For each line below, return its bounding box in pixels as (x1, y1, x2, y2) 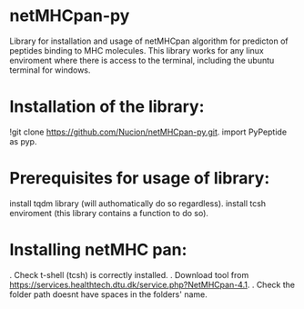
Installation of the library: (9, 96, 205, 117)
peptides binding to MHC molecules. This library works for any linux (9, 45, 264, 55)
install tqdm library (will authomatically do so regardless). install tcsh (9, 197, 267, 209)
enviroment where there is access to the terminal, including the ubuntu (9, 55, 275, 65)
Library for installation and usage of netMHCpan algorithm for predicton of (9, 35, 289, 46)
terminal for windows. (9, 65, 91, 75)
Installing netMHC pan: (9, 240, 187, 260)
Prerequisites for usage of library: (9, 168, 270, 189)
